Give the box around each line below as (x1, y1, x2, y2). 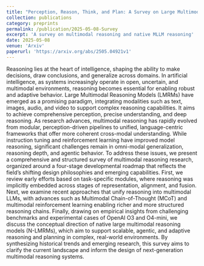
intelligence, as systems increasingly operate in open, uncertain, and (6, 78, 178, 85)
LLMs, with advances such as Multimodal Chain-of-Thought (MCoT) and (6, 194, 187, 201)
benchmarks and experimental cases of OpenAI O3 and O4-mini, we (6, 214, 178, 221)
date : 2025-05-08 (6, 37, 50, 43)
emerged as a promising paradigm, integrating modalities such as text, (6, 97, 183, 105)
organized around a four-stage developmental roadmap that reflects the (6, 162, 186, 169)
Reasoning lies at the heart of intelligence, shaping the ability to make (6, 65, 180, 72)
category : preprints (6, 20, 59, 26)
